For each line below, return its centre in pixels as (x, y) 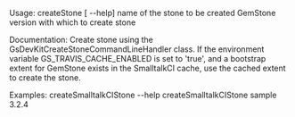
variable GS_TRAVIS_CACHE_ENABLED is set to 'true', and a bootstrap (138, 58)
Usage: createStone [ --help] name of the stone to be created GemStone (143, 13)
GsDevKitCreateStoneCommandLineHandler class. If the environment (137, 49)
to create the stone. (45, 78)
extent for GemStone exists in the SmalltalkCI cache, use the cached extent (148, 68)
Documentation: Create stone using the (82, 40)
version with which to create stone (73, 22)
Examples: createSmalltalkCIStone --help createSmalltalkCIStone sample (143, 95)
